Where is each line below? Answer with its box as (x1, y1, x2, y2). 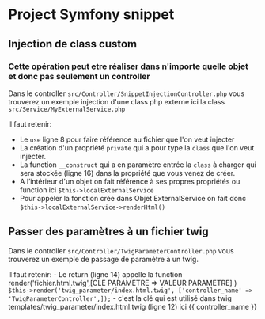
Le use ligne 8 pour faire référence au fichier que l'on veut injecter (19, 135, 235, 144)
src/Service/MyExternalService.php (8, 105, 126, 113)
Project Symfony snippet (8, 6, 175, 24)
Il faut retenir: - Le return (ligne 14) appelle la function (8, 269, 183, 279)
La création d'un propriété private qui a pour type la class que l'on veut (19, 142, 255, 152)
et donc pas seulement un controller (8, 70, 150, 82)
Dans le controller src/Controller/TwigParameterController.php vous (8, 245, 235, 255)
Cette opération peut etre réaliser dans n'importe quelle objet (8, 61, 249, 72)
